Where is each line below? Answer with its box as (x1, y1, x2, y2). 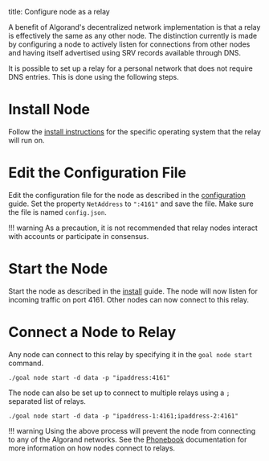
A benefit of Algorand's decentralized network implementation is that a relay (8, 23, 261, 31)
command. (8, 358, 44, 368)
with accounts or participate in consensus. (8, 231, 149, 241)
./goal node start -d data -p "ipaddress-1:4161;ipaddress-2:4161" (8, 412, 239, 420)
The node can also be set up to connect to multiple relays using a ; (8, 388, 230, 397)
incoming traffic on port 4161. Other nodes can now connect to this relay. (8, 294, 249, 304)
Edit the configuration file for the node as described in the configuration (8, 190, 247, 200)
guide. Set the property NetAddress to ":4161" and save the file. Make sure (8, 199, 255, 208)
